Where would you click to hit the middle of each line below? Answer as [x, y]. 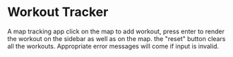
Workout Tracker [58, 12]
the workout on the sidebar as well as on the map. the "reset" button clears [116, 38]
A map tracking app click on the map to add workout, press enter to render [116, 31]
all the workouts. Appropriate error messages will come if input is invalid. [113, 46]
